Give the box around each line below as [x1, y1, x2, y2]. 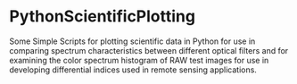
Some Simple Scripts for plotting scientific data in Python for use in [9, 36, 256, 46]
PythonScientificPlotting [9, 6, 196, 27]
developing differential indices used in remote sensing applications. [9, 64, 257, 75]
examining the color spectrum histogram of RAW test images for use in [9, 55, 269, 65]
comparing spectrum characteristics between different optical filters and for [9, 45, 289, 55]
